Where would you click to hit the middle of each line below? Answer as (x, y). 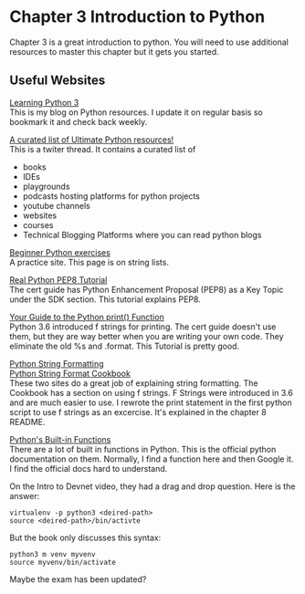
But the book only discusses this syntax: (85, 537)
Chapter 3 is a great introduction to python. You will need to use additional (149, 42)
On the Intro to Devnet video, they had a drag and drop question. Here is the (152, 486)
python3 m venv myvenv (53, 554)
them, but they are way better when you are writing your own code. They (147, 336)
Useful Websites (58, 81)
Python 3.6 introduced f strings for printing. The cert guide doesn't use (143, 327)
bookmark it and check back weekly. (79, 121)
